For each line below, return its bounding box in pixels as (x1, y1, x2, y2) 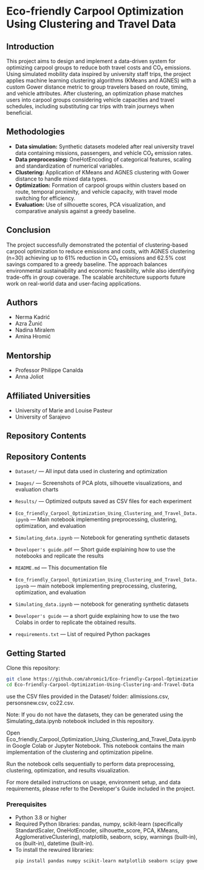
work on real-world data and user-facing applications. (6, 279, 141, 287)
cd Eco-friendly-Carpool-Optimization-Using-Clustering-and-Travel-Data (6, 682, 194, 688)
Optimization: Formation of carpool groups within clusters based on (15, 181, 186, 189)
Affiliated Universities (6, 391, 91, 401)
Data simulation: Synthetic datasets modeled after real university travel (15, 143, 194, 150)
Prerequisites (6, 800, 47, 809)
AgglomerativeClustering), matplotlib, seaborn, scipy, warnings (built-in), (15, 834, 197, 841)
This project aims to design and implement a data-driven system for (6, 58, 176, 64)
